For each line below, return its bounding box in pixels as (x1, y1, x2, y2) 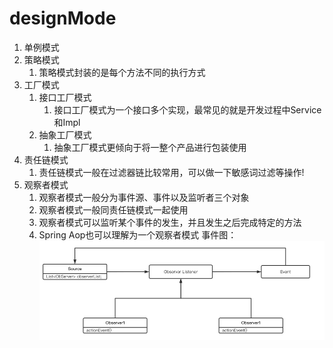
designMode (9, 7, 117, 30)
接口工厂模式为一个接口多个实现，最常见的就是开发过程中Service (53, 103, 322, 116)
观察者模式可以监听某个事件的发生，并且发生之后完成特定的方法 (38, 216, 302, 228)
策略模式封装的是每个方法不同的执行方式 (38, 66, 206, 78)
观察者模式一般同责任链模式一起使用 (38, 203, 189, 216)
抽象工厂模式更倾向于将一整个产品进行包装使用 (53, 141, 247, 153)
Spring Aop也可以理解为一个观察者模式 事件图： (38, 228, 237, 241)
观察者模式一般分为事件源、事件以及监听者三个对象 (38, 191, 250, 203)
